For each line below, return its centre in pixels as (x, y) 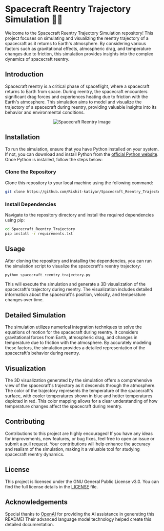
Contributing (25, 422)
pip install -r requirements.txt (39, 234)
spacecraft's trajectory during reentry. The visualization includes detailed (79, 290)
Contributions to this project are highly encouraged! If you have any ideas (79, 433)
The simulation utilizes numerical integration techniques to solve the (73, 327)
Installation (22, 137)
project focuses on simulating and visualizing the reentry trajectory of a (77, 38)
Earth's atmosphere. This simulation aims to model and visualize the (73, 102)
